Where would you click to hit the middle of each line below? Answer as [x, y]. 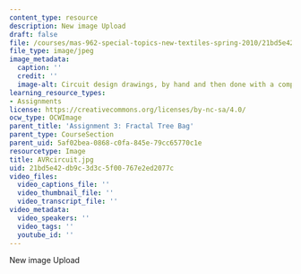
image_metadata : [39, 59]
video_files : [34, 176]
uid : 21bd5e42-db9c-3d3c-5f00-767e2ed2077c [92, 168]
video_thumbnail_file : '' [66, 193]
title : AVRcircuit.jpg [52, 159]
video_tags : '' [46, 226]
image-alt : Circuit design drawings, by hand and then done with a [146, 84]
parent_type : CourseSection [62, 135]
